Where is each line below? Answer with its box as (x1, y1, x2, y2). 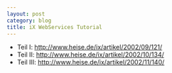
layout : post (6, 10, 45, 18)
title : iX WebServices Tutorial (6, 23, 102, 30)
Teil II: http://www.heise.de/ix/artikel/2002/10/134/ (16, 50, 164, 59)
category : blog (6, 17, 52, 24)
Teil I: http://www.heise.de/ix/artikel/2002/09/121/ (16, 43, 163, 52)
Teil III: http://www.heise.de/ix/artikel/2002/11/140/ (16, 58, 165, 67)
